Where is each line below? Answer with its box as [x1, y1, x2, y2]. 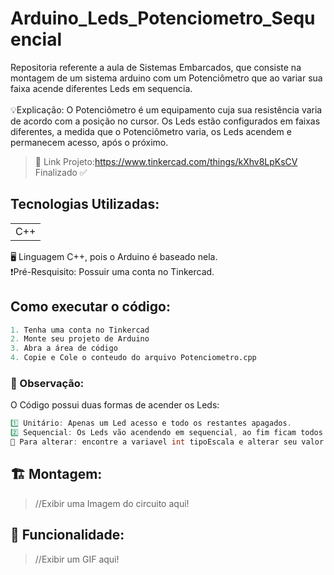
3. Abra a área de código [10, 343, 118, 354]
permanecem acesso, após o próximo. [10, 136, 169, 148]
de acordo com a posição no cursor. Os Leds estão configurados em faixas [10, 115, 321, 127]
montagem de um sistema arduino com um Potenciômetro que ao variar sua [10, 72, 323, 84]
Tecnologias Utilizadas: [10, 196, 160, 213]
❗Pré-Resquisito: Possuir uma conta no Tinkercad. [10, 265, 215, 277]
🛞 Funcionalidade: [10, 527, 125, 544]
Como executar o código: [10, 298, 171, 316]
